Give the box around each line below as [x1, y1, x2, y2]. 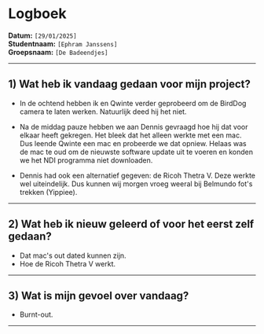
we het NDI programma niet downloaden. [19, 155, 153, 165]
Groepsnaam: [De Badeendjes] [8, 47, 108, 57]
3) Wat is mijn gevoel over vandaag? [8, 288, 189, 303]
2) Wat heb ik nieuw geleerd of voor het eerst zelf [8, 218, 255, 231]
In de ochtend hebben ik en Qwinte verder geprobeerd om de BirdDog [19, 98, 247, 108]
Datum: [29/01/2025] [8, 31, 77, 40]
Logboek [8, 5, 67, 23]
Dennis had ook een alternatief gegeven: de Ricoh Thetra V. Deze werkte [19, 171, 255, 180]
